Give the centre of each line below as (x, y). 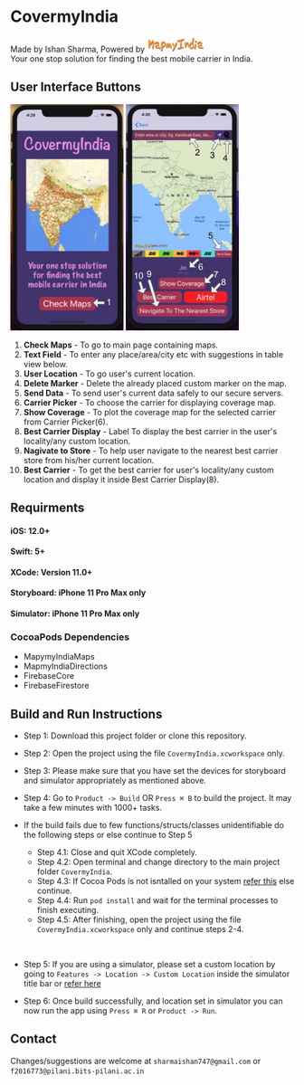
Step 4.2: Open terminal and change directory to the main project (158, 862)
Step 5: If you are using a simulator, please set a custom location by (149, 965)
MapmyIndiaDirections (65, 666)
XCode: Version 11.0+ (52, 572)
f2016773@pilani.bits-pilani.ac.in (77, 1071)
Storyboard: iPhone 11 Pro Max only (78, 593)
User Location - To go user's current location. (109, 374)
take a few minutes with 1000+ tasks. (92, 808)
